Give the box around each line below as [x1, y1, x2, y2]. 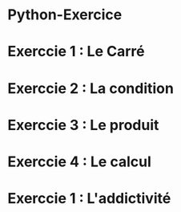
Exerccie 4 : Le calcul [7, 153, 151, 170]
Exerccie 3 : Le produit [7, 116, 159, 134]
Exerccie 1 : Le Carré [7, 43, 145, 61]
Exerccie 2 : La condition [7, 79, 174, 97]
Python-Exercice [7, 6, 123, 24]
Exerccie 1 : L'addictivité [7, 190, 171, 208]
